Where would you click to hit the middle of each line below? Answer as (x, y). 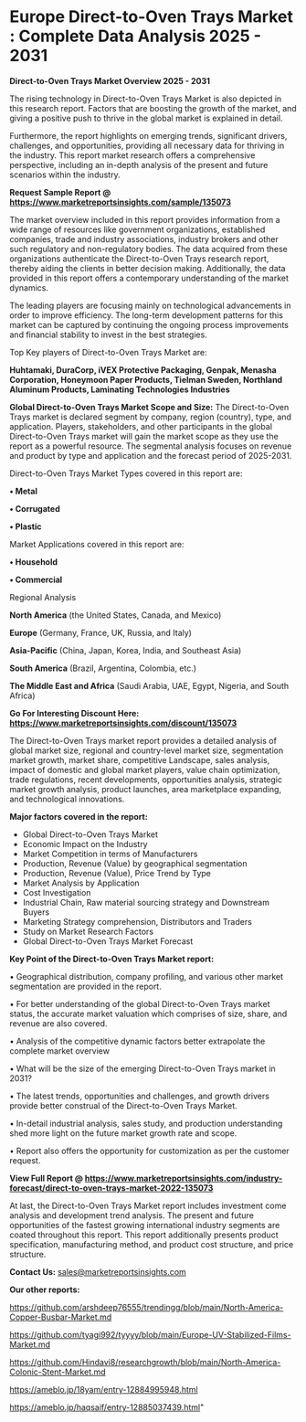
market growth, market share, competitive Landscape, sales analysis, (140, 759)
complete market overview (59, 1051)
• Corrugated (35, 508)
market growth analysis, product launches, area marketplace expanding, (145, 789)
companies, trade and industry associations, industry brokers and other (144, 239)
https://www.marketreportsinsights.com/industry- (184, 1178)
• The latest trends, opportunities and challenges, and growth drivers (139, 1096)
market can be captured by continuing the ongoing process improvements (149, 324)
